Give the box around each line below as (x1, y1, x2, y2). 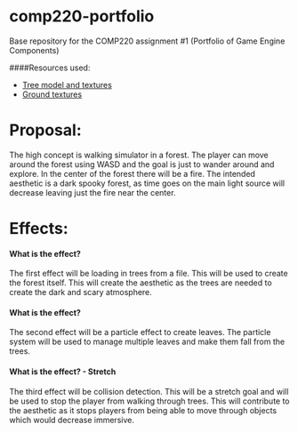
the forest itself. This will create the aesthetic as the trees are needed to (9, 277, 273, 288)
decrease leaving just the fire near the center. (9, 187, 176, 197)
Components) (9, 44, 60, 55)
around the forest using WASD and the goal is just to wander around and (9, 158, 275, 170)
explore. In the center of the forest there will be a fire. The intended (9, 168, 256, 179)
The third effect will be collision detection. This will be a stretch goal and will (9, 386, 289, 396)
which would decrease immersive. (9, 414, 135, 425)
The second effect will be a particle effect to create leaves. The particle (9, 327, 271, 338)
